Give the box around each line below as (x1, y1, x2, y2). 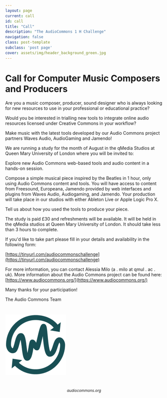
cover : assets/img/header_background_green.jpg (5, 50, 106, 55)
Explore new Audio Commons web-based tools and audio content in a (5, 160, 149, 166)
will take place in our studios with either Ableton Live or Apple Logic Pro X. (5, 196, 159, 203)
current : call (5, 13, 35, 19)
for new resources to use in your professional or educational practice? (5, 105, 150, 111)
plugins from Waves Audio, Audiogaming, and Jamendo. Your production (5, 191, 155, 197)
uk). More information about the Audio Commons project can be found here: (5, 271, 162, 278)
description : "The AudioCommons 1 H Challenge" (5, 29, 106, 35)
